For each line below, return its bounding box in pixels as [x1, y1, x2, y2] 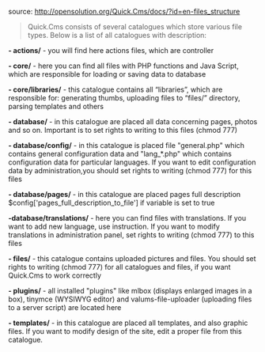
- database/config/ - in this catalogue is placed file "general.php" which [8, 141, 245, 150]
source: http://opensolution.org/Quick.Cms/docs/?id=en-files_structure [8, 7, 240, 16]
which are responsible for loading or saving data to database [8, 70, 206, 78]
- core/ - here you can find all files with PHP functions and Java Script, [8, 61, 239, 70]
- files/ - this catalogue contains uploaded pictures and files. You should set [8, 254, 256, 263]
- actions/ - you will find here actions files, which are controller [8, 46, 214, 55]
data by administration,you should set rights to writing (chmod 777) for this [8, 166, 252, 175]
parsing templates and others [8, 102, 104, 111]
